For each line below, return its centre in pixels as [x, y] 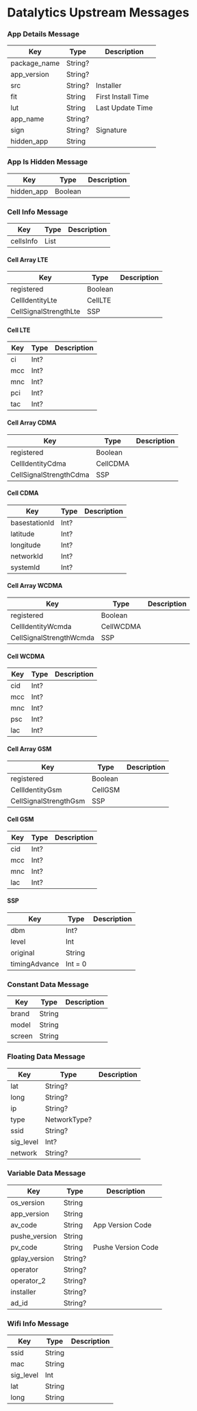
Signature [111, 130]
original [23, 953]
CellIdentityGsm [36, 790]
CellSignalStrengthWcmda [52, 638]
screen [22, 1036]
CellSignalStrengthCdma [50, 475]
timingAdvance [35, 964]
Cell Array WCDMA [35, 586]
